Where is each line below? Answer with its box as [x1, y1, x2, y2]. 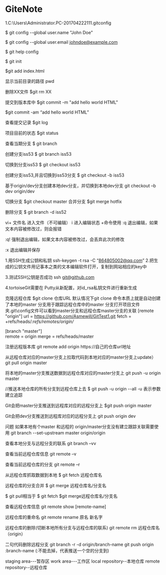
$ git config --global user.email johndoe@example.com [5, 39, 118, 45]
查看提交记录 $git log [5, 119, 48, 125]
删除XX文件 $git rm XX [5, 88, 52, 95]
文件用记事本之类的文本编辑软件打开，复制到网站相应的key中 [22, 263, 147, 269]
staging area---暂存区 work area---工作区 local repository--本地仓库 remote [5, 558, 160, 564]
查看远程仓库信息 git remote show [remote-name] [5, 504, 107, 510]
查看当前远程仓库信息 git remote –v [5, 450, 77, 457]
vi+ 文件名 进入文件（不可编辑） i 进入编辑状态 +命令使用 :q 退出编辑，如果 [5, 219, 159, 225]
